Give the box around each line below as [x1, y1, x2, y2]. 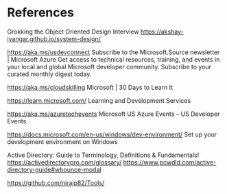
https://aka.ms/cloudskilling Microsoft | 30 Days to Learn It [7, 83, 174, 91]
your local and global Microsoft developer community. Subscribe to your [7, 62, 211, 71]
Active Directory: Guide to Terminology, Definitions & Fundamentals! [7, 151, 200, 159]
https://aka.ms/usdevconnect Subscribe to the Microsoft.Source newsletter [7, 48, 220, 56]
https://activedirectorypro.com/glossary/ [7, 158, 122, 166]
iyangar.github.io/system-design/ [7, 34, 101, 43]
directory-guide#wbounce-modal [7, 165, 101, 173]
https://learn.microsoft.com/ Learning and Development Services [7, 96, 191, 104]
